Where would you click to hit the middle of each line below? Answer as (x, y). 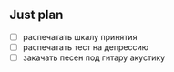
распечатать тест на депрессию (85, 47)
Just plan (36, 15)
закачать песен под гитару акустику (94, 57)
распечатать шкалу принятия (80, 36)
